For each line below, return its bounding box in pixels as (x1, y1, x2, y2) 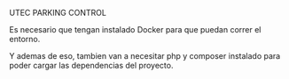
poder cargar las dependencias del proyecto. (9, 61, 174, 70)
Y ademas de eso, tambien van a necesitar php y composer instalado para (9, 51, 281, 61)
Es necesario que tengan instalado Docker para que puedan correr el (9, 25, 262, 34)
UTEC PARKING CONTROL (9, 8, 106, 18)
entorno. (9, 34, 41, 44)
